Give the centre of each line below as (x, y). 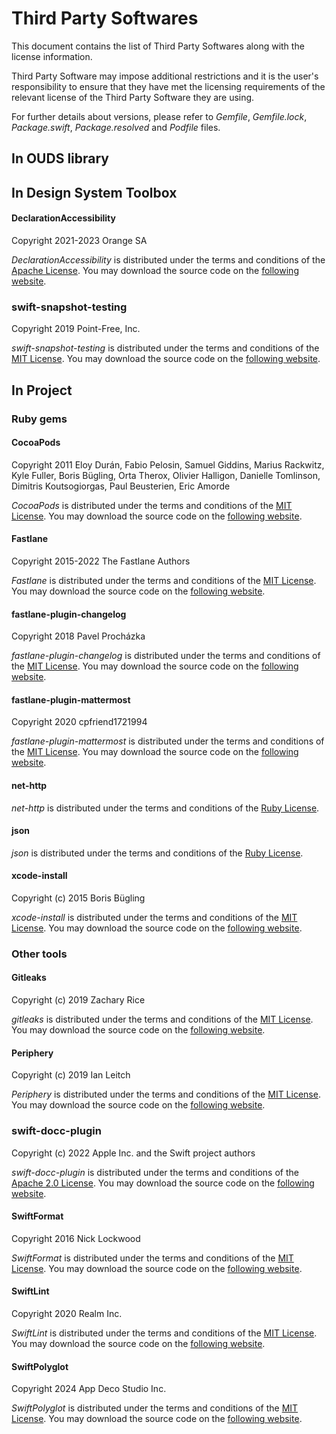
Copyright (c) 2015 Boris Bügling (78, 898)
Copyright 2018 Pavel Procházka (78, 636)
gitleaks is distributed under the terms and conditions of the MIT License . (162, 1019)
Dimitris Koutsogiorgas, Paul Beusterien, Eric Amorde (121, 486)
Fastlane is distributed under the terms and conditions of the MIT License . (164, 580)
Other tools (39, 954)
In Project (42, 390)
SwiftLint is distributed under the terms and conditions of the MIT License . (164, 1333)
